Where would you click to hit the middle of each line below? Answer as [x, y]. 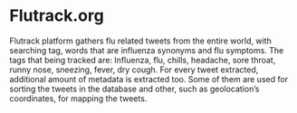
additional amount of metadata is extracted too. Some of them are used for [148, 79]
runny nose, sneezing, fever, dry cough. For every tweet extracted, [134, 70]
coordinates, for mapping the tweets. [78, 98]
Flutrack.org [57, 16]
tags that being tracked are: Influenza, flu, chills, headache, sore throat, [143, 60]
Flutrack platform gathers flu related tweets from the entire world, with [140, 41]
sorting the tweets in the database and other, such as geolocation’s [134, 89]
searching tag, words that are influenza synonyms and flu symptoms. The [147, 50]
